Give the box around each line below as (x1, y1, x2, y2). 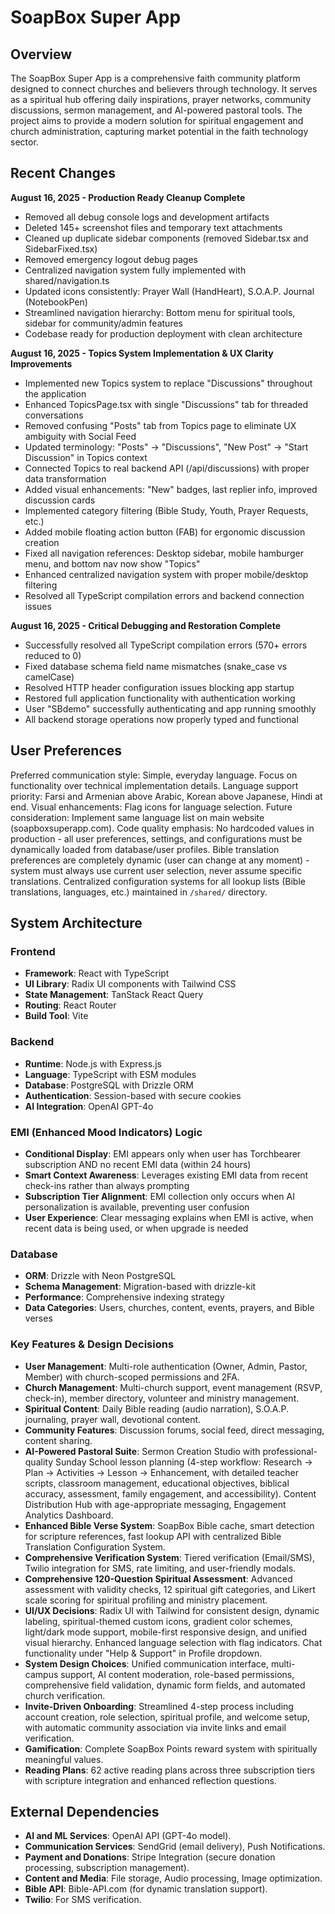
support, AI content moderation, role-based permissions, (60, 1668, 295, 1680)
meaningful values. (24, 1753, 104, 1765)
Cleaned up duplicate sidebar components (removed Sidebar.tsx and (24, 232, 309, 244)
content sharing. (24, 1434, 93, 1446)
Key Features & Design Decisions (10, 1337, 175, 1351)
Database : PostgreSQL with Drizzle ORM (24, 1079, 194, 1091)
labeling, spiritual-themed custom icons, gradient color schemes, (24, 1615, 293, 1627)
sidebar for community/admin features (24, 317, 183, 329)
